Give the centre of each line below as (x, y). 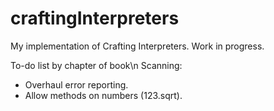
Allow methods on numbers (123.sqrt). (103, 95)
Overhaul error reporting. (76, 84)
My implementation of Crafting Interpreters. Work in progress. (137, 46)
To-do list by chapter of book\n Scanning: (96, 65)
